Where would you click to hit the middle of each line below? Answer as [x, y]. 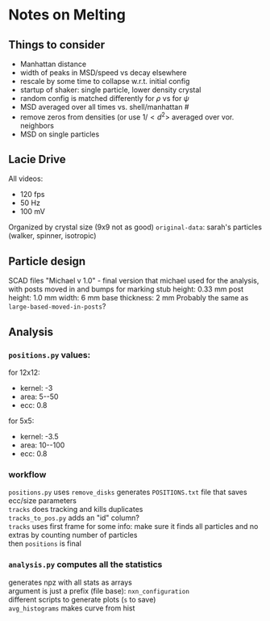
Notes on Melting [67, 15]
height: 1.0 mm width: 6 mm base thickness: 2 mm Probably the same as [129, 298]
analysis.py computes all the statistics [85, 564]
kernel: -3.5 [39, 436]
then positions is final [45, 543]
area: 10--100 [42, 445]
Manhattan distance [53, 64]
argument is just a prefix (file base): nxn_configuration [99, 590]
